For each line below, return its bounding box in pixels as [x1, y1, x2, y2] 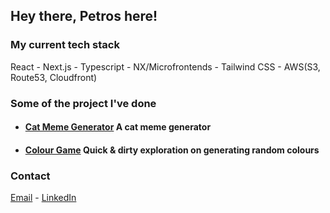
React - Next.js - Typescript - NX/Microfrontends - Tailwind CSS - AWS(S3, [10, 60, 321, 73]
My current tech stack [10, 38, 120, 52]
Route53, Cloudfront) [10, 71, 98, 83]
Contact [10, 169, 51, 183]
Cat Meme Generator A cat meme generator [24, 121, 212, 133]
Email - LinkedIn [10, 192, 77, 204]
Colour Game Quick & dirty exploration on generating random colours [24, 144, 320, 156]
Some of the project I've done [10, 96, 157, 110]
